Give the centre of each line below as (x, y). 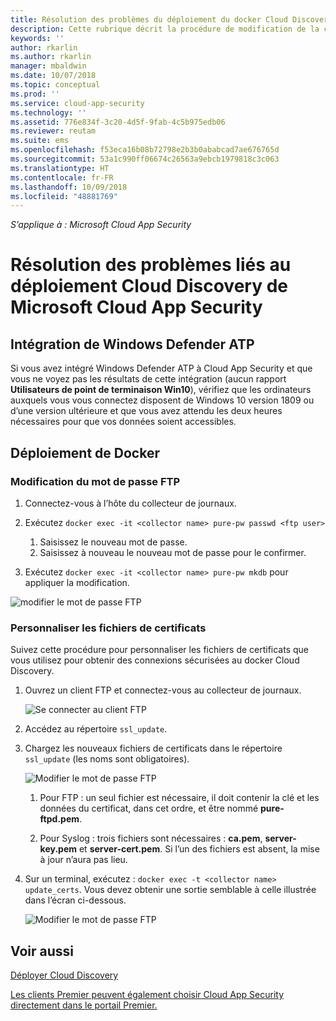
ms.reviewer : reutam (53, 131)
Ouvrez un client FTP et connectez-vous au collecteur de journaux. (163, 690)
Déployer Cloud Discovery (64, 975)
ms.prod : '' (35, 94)
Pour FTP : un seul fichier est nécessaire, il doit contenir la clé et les (179, 798)
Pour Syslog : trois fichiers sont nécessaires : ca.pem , (151, 838)
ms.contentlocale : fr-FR (62, 177)
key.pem (58, 849)
